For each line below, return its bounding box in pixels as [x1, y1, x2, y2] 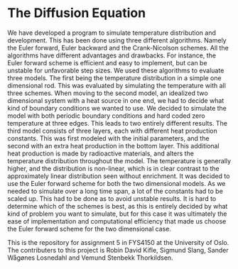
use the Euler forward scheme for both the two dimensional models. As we [7, 179, 226, 187]
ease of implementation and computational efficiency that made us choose [7, 216, 227, 225]
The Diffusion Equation [7, 5, 146, 21]
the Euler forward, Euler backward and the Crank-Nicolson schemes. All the [7, 43, 229, 52]
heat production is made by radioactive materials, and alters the [7, 149, 194, 158]
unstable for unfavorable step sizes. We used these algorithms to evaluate [7, 66, 225, 75]
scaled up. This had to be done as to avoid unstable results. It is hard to [7, 194, 217, 203]
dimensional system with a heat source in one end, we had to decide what [7, 96, 225, 104]
